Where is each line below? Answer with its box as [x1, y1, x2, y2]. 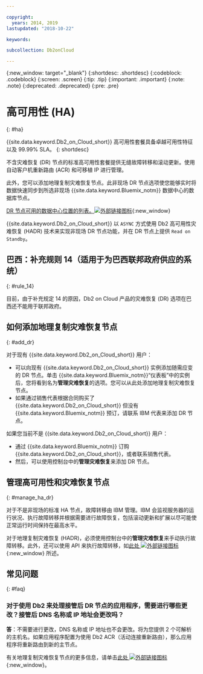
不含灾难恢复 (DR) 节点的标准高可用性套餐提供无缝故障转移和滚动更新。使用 [6, 159, 195, 166]
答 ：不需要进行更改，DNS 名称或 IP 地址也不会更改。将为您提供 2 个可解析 [6, 626, 192, 633]
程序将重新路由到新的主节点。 [6, 641, 80, 648]
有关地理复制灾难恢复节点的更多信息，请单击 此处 [6, 653, 128, 661]
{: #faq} [6, 586, 26, 593]
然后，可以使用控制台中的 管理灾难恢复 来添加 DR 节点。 [14, 458, 153, 465]
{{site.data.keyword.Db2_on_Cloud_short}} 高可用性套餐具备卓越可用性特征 [6, 138, 193, 145]
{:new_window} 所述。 [6, 549, 62, 556]
